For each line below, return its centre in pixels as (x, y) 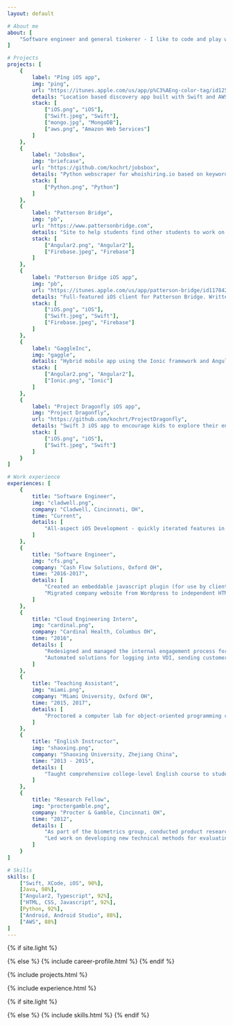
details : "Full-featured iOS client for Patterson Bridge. (119, 297)
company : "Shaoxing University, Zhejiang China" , (105, 754)
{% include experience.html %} (52, 988)
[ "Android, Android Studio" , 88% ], (71, 915)
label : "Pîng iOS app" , (66, 77)
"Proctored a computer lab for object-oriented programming (133, 715)
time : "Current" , (57, 516)
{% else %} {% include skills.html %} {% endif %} (78, 1015)
